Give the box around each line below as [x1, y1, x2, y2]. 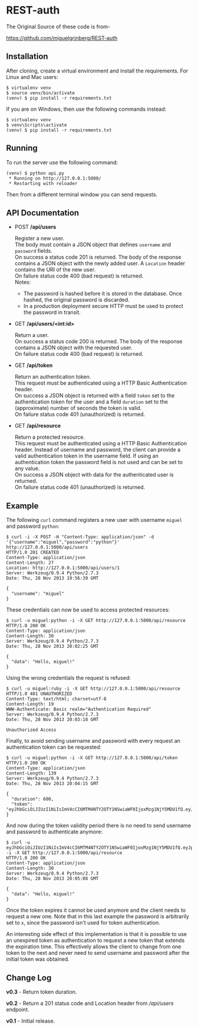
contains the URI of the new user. [14, 266, 96, 273]
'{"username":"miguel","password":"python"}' [6, 540, 120, 545]
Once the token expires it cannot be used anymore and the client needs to [6, 906, 186, 914]
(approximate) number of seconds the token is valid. [14, 405, 142, 412]
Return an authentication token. [14, 373, 91, 381]
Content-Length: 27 [6, 560, 54, 566]
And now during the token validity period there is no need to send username [6, 822, 192, 829]
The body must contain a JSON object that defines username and [14, 241, 171, 248]
